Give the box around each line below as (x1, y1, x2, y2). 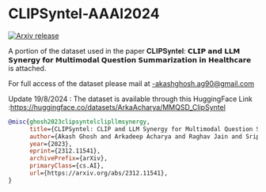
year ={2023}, (28, 140, 73, 148)
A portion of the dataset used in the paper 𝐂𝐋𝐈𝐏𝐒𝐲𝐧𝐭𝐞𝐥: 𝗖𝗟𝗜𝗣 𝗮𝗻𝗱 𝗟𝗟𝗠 (8, 46, 241, 55)
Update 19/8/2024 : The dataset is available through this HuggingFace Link (8, 94, 253, 104)
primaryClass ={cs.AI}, (28, 162, 104, 170)
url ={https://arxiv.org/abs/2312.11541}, (28, 169, 169, 178)
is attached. (8, 63, 47, 73)
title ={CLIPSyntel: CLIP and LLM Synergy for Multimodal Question (28, 125, 253, 133)
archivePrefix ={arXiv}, (28, 155, 108, 163)
